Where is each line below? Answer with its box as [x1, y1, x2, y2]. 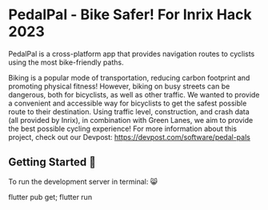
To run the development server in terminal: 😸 [8, 176, 158, 186]
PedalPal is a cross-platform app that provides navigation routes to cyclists [8, 49, 255, 58]
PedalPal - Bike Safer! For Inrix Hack [8, 6, 252, 24]
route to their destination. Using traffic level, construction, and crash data [8, 106, 250, 117]
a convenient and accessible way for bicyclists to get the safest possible [8, 98, 247, 108]
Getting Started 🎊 [8, 156, 97, 169]
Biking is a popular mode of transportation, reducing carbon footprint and [8, 73, 250, 82]
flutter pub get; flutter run [8, 192, 93, 201]
